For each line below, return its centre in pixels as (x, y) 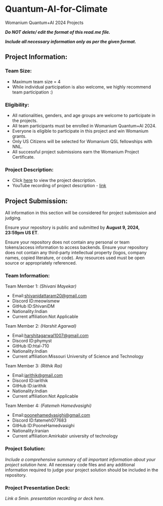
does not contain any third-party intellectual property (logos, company (76, 253)
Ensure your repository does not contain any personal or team (67, 242)
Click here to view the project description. (54, 180)
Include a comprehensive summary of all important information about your (80, 459)
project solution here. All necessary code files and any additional (70, 464)
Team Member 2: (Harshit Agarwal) (41, 326)
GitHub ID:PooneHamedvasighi (43, 426)
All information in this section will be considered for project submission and (81, 213)
